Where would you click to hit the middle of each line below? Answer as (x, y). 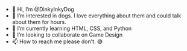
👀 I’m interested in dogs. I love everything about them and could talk (97, 16)
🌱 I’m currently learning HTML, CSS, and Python (72, 28)
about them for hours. (39, 22)
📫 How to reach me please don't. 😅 (57, 41)
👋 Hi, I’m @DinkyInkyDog (43, 9)
